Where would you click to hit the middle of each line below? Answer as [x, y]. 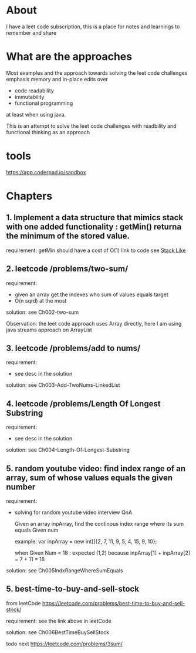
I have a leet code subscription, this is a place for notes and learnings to [93, 26]
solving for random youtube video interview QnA [73, 512]
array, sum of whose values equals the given [89, 478]
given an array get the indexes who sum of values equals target [91, 294]
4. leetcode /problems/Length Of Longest [83, 404]
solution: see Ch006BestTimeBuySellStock [58, 632]
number [21, 487]
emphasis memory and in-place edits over [57, 79]
